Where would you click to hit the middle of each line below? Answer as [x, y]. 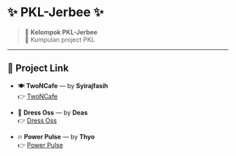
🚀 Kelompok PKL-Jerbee [61, 32]
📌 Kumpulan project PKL [60, 39]
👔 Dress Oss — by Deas [52, 112]
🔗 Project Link [38, 69]
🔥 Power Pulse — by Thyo [56, 136]
